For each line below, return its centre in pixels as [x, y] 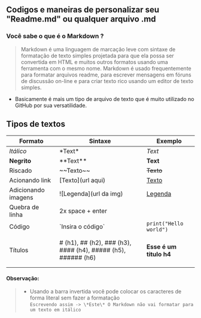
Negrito [20, 161]
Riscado [21, 170]
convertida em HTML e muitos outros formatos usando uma [95, 62]
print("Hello [165, 223]
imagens [21, 197]
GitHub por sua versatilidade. [51, 105]
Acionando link [30, 180]
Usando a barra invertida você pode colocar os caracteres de [106, 292]
